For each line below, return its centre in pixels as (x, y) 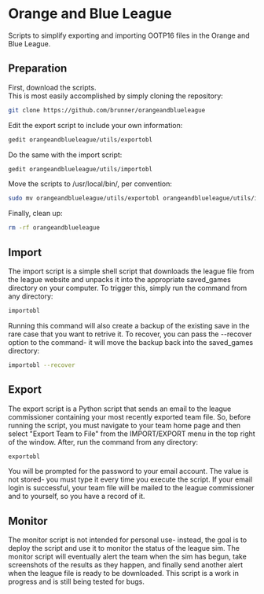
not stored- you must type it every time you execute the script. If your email (130, 479)
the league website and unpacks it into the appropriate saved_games (120, 279)
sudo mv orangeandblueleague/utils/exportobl (84, 198)
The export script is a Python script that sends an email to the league (120, 409)
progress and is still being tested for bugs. (77, 581)
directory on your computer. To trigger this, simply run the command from (128, 288)
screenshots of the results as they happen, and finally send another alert (126, 565)
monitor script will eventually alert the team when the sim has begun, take (128, 557)
